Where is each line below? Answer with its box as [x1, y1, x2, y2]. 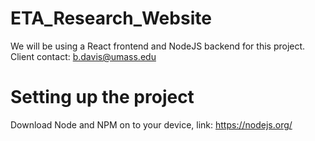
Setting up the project [10, 86, 195, 109]
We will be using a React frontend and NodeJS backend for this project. [10, 40, 306, 52]
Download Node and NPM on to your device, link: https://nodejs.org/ [10, 118, 293, 131]
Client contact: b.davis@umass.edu [10, 50, 157, 62]
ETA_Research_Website [10, 7, 212, 30]
